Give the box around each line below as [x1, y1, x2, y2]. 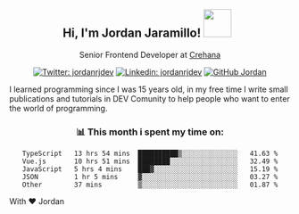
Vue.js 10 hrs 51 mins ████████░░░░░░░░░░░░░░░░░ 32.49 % [21, 157, 278, 166]
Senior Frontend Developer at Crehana [79, 49, 221, 60]
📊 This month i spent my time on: [75, 126, 225, 138]
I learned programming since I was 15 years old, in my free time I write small [9, 84, 288, 95]
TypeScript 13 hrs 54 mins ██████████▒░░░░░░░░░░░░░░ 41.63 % [21, 149, 278, 159]
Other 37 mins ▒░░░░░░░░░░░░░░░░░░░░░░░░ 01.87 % [21, 180, 278, 190]
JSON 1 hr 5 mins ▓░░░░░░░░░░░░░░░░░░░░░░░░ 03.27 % [21, 173, 278, 182]
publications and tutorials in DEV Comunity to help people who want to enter [9, 93, 290, 103]
